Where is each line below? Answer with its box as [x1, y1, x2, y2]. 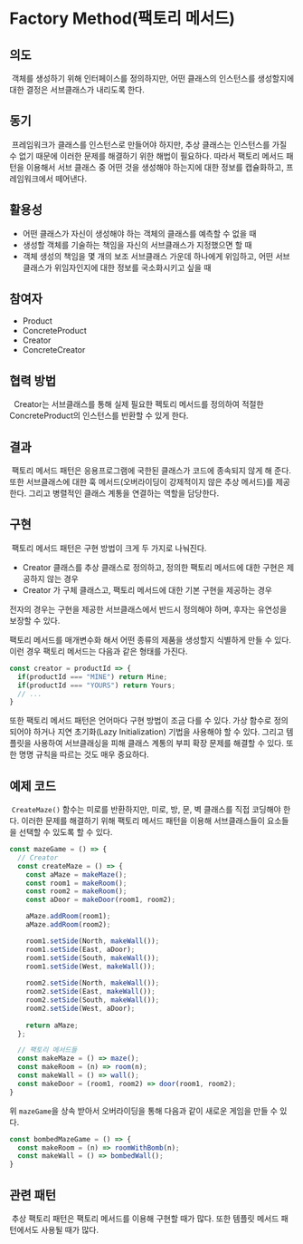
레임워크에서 [9, 173, 54, 184]
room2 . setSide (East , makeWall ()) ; [25, 987, 156, 996]
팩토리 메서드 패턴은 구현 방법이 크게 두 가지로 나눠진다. [11, 542, 207, 553]
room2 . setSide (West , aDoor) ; [25, 1004, 136, 1013]
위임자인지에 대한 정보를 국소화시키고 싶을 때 [53, 262, 212, 273]
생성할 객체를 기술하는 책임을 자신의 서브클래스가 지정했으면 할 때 [22, 239, 252, 250]
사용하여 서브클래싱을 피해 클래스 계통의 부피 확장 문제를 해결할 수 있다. [33, 738, 285, 749]
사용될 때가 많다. [40, 1225, 99, 1235]
